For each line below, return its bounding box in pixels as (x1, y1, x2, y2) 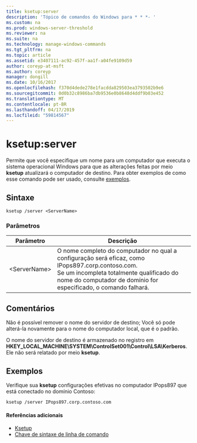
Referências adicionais (6, 411, 63, 418)
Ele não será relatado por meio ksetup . (6, 349, 101, 356)
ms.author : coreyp (6, 69, 51, 75)
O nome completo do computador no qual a (57, 247, 177, 255)
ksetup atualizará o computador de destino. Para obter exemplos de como (6, 170, 186, 177)
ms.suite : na (6, 36, 38, 42)
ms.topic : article (6, 52, 51, 58)
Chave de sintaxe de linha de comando (14, 431, 109, 438)
